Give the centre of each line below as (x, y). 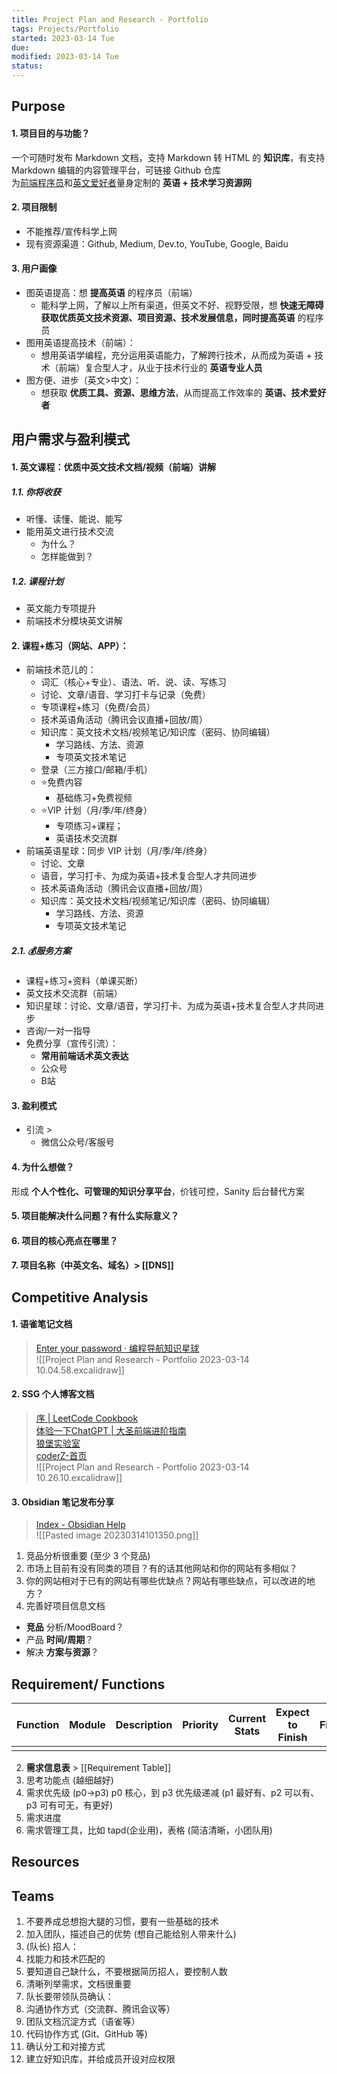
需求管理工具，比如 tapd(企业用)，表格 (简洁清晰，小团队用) (149, 1830)
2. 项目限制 (34, 207)
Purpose (38, 106)
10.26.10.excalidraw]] (79, 1478)
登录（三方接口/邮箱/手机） (96, 770)
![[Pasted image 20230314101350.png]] (117, 1535)
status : (27, 66)
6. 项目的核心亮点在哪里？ (65, 1240)
